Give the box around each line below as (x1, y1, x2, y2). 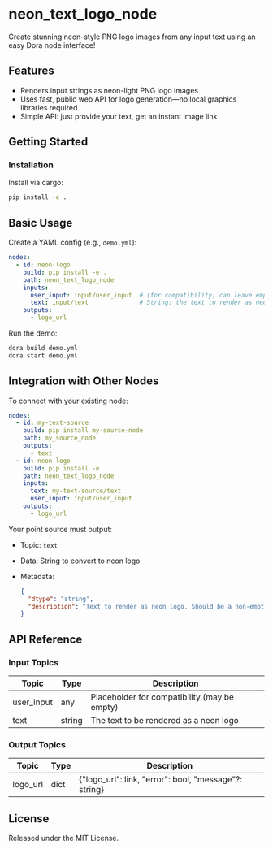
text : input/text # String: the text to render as (29, 298, 253, 307)
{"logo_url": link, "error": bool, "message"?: (78, 773, 243, 785)
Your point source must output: (8, 524, 112, 534)
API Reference (8, 632, 83, 646)
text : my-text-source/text (29, 487, 122, 496)
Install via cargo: (8, 178, 63, 188)
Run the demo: (8, 328, 58, 338)
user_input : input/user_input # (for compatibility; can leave (29, 291, 253, 299)
